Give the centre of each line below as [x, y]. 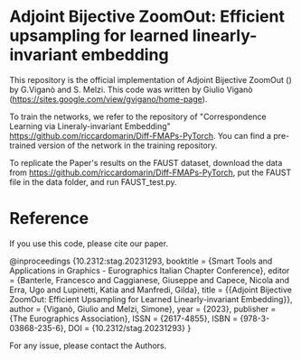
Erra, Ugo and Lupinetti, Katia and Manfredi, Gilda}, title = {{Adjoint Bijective [150, 290]
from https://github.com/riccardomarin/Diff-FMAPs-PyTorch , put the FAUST [150, 172]
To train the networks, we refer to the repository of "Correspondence [138, 116]
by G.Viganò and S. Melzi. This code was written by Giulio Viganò [131, 89]
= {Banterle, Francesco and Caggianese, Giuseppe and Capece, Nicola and [150, 280]
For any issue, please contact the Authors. [88, 346]
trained [23, 145]
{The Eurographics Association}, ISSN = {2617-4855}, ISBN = [124, 318]
